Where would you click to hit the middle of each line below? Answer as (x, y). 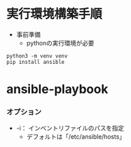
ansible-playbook (57, 89)
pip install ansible (36, 62)
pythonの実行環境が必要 (60, 43)
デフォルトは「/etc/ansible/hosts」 (76, 137)
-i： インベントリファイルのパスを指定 (70, 128)
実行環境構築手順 (55, 14)
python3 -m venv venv (37, 56)
